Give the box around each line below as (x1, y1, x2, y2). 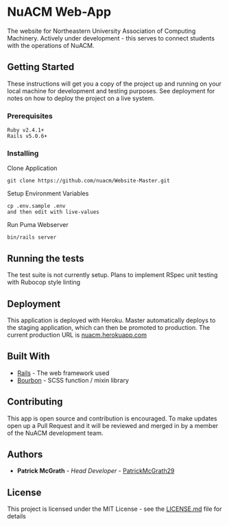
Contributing (7, 396, 63, 408)
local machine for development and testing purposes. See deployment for (7, 86, 215, 95)
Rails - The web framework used (16, 368, 110, 377)
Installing (7, 148, 39, 158)
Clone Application (7, 164, 58, 172)
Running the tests (7, 252, 84, 264)
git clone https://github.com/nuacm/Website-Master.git (7, 178, 170, 184)
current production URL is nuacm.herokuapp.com (7, 331, 147, 339)
